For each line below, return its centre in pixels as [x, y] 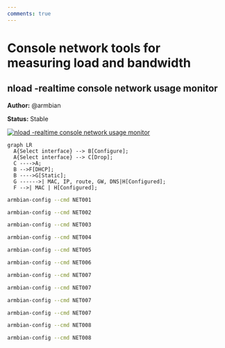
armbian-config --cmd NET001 [49, 200]
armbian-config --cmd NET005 [49, 250]
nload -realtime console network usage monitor [112, 89]
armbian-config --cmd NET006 [49, 262]
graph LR [20, 145]
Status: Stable [28, 118]
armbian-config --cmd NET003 [49, 225]
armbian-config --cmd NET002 [49, 212]
